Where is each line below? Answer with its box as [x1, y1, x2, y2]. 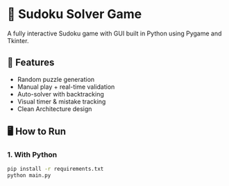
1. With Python [7, 150, 58, 160]
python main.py [7, 172, 51, 179]
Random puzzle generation [17, 75, 95, 83]
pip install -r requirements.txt [7, 166, 104, 173]
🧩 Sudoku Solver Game [7, 6, 142, 22]
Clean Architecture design [17, 104, 92, 113]
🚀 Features [7, 57, 55, 69]
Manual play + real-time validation [17, 83, 115, 91]
